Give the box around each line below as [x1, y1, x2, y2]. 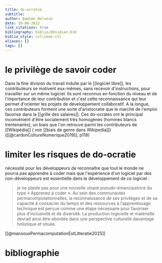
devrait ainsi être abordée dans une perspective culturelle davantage [16, 216, 154, 222]
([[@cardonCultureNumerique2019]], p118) [5, 132, 90, 138]
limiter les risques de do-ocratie [5, 149, 136, 160]
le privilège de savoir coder [5, 64, 117, 75]
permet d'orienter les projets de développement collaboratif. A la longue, [5, 101, 150, 107]
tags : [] [5, 43, 23, 48]
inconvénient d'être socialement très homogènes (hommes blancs [5, 116, 137, 122]
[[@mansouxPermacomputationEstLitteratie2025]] [5, 230, 105, 236]
